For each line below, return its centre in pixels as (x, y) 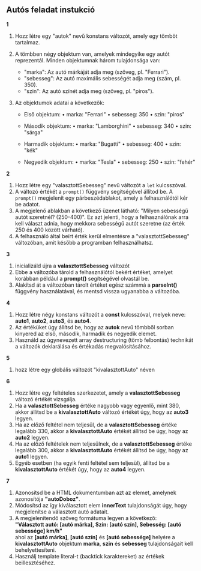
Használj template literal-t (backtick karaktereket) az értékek (90, 556)
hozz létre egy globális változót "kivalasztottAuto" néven (85, 369)
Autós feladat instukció (51, 10)
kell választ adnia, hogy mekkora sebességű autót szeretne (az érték (100, 223)
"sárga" (33, 132)
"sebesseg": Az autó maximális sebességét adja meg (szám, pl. (102, 78)
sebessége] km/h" (39, 531)
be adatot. (28, 204)
